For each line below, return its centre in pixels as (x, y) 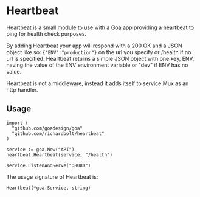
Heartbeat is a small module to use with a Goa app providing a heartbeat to (100, 27)
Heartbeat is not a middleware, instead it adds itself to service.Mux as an (98, 83)
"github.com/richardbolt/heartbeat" (58, 133)
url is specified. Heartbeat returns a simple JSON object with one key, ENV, (100, 58)
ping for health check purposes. (47, 33)
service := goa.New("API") (40, 150)
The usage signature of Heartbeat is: (52, 176)
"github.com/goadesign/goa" (47, 128)
